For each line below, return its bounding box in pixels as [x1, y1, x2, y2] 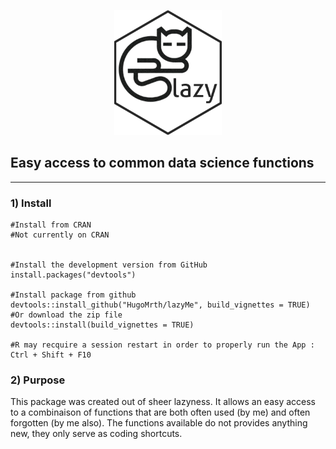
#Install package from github [10, 290, 137, 300]
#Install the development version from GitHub [10, 260, 208, 270]
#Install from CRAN [10, 220, 92, 230]
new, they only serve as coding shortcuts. [10, 428, 183, 440]
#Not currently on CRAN [10, 230, 110, 240]
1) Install [10, 196, 52, 210]
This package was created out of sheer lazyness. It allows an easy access [10, 396, 317, 408]
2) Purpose [10, 373, 66, 387]
